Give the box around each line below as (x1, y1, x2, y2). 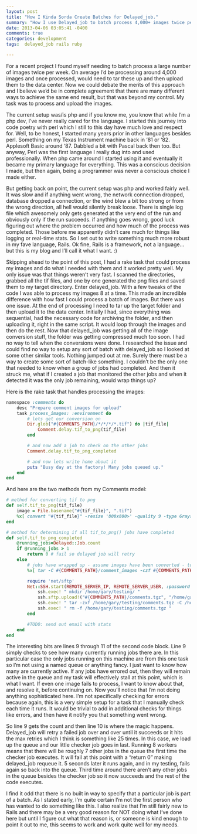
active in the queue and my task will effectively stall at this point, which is (6, 674, 183, 681)
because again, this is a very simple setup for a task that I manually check (6, 699, 185, 706)
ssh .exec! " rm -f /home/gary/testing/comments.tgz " (37, 605, 172, 611)
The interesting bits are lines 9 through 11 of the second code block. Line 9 (6, 643, 186, 650)
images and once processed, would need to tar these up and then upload (6, 74, 184, 82)
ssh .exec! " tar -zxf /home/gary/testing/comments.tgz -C (37, 600, 182, 606)
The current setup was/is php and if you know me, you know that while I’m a (6, 111, 191, 118)
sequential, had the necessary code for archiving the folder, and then (6, 314, 173, 321)
